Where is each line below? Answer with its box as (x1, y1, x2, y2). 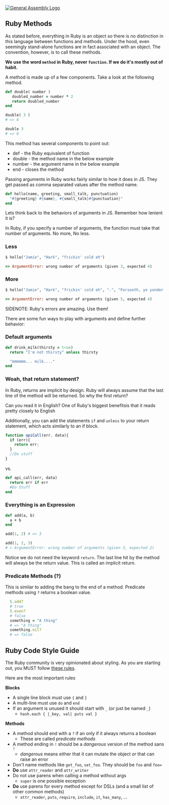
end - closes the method (12, 166, 64, 172)
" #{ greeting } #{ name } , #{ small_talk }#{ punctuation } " (10, 196, 123, 201)
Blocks (5, 685, 20, 691)
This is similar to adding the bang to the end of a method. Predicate (5, 584, 145, 590)
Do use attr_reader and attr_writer (12, 767, 89, 773)
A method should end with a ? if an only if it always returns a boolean (12, 730, 156, 737)
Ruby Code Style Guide (5, 646, 80, 655)
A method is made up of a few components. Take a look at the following (5, 74, 154, 80)
